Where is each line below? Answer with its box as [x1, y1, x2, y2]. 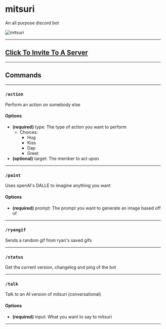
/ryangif [5, 227, 26, 233]
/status [5, 254, 24, 260]
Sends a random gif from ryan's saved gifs [5, 237, 92, 243]
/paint [5, 172, 21, 178]
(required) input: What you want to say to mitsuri [12, 314, 112, 320]
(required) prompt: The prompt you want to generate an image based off [12, 205, 161, 211]
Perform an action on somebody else [5, 102, 81, 108]
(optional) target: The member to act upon [12, 156, 99, 162]
